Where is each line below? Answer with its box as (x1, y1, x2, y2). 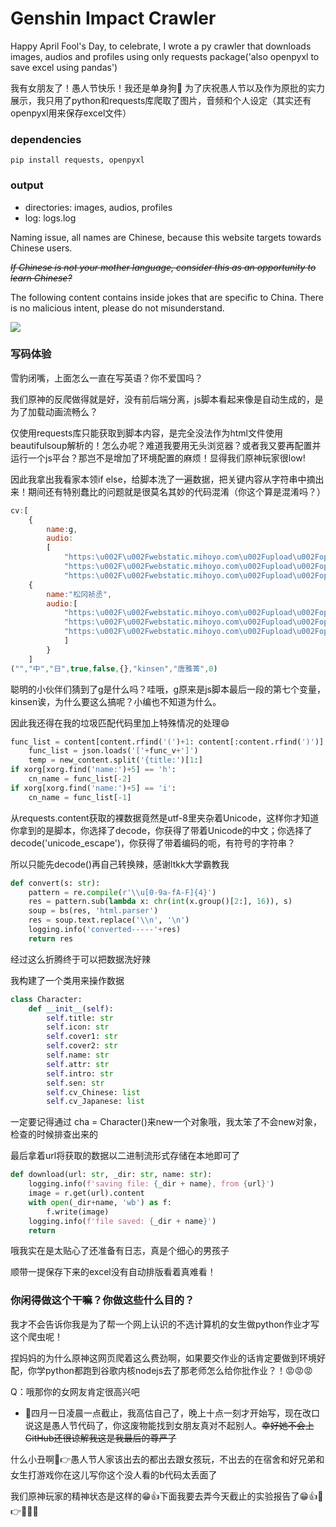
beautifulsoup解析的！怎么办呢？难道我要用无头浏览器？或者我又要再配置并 (10, 439, 322, 451)
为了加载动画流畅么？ (10, 405, 98, 417)
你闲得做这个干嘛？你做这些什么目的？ (10, 1293, 195, 1307)
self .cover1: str (46, 1032, 118, 1042)
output (10, 178, 44, 192)
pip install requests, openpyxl (10, 155, 145, 166)
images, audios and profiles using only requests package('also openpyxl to (10, 50, 320, 62)
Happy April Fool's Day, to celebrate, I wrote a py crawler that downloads (10, 40, 312, 52)
